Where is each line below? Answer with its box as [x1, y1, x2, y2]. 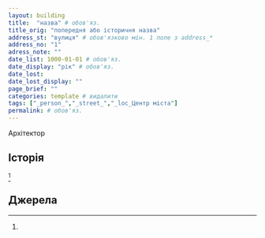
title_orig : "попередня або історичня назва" [8, 26, 160, 34]
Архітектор [8, 128, 46, 138]
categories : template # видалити [8, 92, 118, 100]
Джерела [8, 194, 58, 207]
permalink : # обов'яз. [8, 107, 83, 115]
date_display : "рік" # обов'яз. [8, 63, 114, 71]
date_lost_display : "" [8, 77, 83, 85]
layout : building [8, 11, 65, 20]
